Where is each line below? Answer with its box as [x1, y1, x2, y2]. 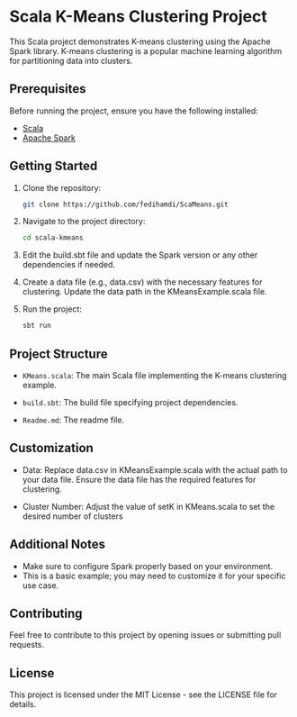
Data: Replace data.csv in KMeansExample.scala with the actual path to [22, 464, 288, 475]
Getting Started [9, 159, 98, 174]
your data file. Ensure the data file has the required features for [22, 474, 256, 485]
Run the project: [22, 304, 83, 314]
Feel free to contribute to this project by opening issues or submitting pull [9, 630, 282, 640]
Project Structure [9, 346, 108, 361]
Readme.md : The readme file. [22, 414, 124, 425]
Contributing [9, 606, 83, 622]
